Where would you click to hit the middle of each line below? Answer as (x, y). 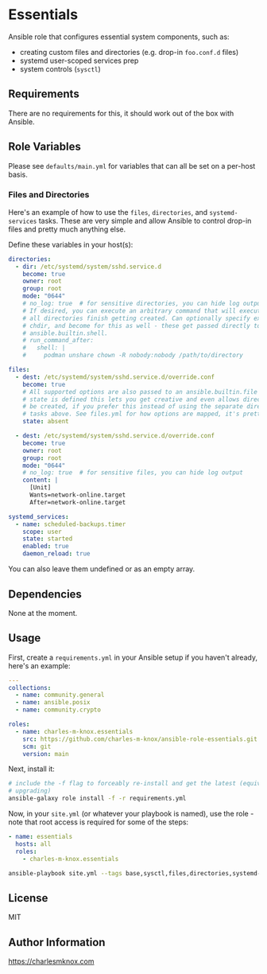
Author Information (57, 942)
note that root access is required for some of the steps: (99, 822)
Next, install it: (32, 769)
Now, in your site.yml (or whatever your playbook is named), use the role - (131, 814)
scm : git (37, 746)
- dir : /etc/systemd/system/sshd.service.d (88, 267)
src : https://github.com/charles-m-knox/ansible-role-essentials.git (140, 739)
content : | (41, 480)
